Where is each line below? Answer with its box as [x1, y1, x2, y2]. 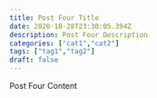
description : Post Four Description [9, 30, 148, 39]
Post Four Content [9, 81, 78, 91]
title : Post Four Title [9, 13, 100, 23]
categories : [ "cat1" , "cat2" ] [9, 38, 120, 48]
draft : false [9, 55, 59, 64]
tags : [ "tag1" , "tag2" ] [9, 47, 95, 56]
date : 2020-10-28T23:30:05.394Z [9, 22, 132, 31]
